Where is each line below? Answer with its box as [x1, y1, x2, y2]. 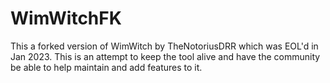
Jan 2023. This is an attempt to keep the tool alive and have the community [10, 50, 321, 62]
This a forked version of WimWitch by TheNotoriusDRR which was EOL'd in [10, 40, 319, 52]
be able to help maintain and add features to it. [10, 61, 203, 73]
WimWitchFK [10, 7, 122, 30]
